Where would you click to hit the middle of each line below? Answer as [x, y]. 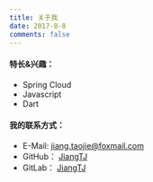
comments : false [40, 34]
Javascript [42, 94]
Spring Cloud [47, 84]
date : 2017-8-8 [38, 26]
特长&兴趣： [32, 64]
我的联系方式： [37, 126]
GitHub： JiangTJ [55, 156]
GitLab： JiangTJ [54, 168]
